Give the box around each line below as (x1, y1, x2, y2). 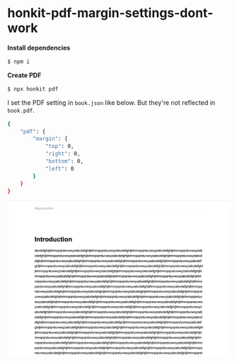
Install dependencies (7, 43, 71, 52)
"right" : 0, (45, 150, 81, 157)
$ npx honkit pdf (7, 85, 59, 93)
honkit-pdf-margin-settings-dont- (7, 5, 214, 21)
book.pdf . (7, 106, 35, 114)
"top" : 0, (45, 143, 74, 150)
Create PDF (7, 71, 42, 79)
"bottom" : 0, (45, 158, 83, 165)
